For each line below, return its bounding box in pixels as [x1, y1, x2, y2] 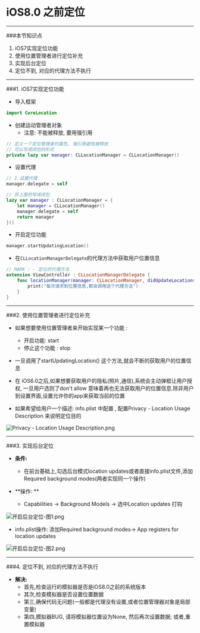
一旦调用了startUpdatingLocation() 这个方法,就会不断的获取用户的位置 [14, 357, 186, 364]
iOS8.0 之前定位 [6, 5, 85, 19]
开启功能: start [23, 337, 60, 344]
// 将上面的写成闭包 [6, 192, 50, 198]
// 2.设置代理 [6, 176, 37, 182]
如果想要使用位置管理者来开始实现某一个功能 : [14, 324, 128, 331]
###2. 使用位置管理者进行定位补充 [6, 311, 90, 318]
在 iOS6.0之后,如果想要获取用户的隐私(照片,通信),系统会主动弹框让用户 [14, 377, 187, 384]
